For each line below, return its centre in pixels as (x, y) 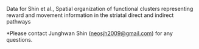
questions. (19, 40)
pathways (19, 21)
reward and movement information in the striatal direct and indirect (90, 15)
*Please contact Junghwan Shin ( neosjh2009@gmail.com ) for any (90, 33)
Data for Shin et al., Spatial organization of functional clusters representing (100, 9)
